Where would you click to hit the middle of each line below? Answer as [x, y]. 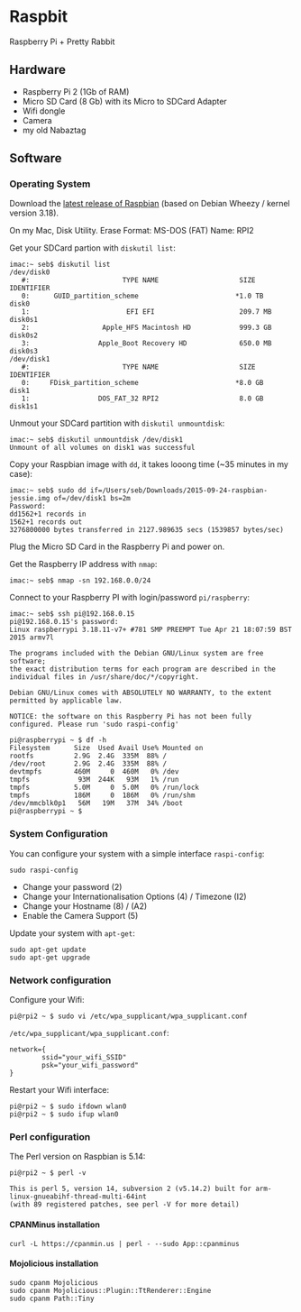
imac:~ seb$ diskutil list [60, 265]
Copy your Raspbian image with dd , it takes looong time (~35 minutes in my [149, 464]
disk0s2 [24, 335]
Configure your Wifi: [47, 1000]
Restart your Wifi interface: [59, 1090]
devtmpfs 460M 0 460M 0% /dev [94, 772]
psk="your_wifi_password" [91, 1066]
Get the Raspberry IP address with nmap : [83, 564]
